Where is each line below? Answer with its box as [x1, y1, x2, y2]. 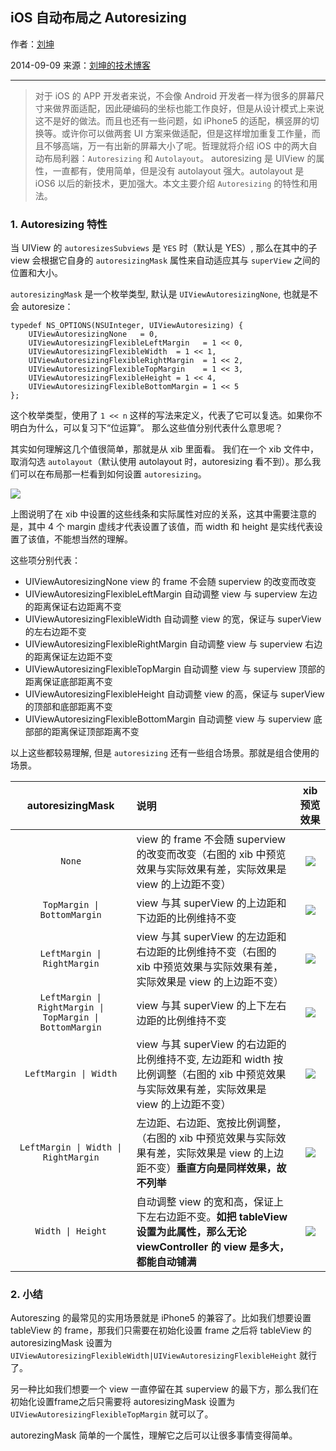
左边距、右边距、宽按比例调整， [136, 1116, 287, 1130]
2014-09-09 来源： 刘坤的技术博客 [10, 59, 151, 71]
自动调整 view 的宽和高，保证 [136, 1195, 275, 1209]
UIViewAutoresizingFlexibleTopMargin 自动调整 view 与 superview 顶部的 [24, 663, 326, 675]
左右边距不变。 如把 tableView [146, 1210, 288, 1224]
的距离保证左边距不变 [24, 651, 113, 663]
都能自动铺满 [136, 1255, 197, 1269]
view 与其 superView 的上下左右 [136, 999, 287, 1013]
